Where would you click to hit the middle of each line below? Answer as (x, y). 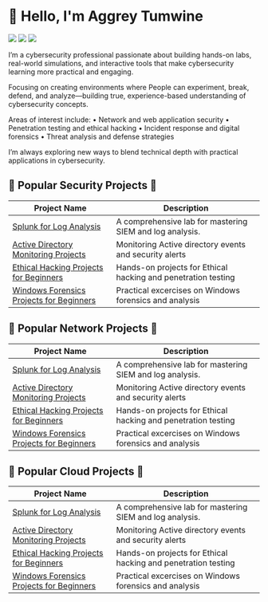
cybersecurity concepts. (49, 104)
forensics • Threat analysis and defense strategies (91, 136)
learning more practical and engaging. (71, 72)
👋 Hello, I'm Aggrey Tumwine (106, 16)
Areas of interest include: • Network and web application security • (119, 120)
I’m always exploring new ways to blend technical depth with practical (123, 151)
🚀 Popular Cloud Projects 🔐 (76, 471)
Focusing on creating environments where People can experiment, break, (129, 87)
